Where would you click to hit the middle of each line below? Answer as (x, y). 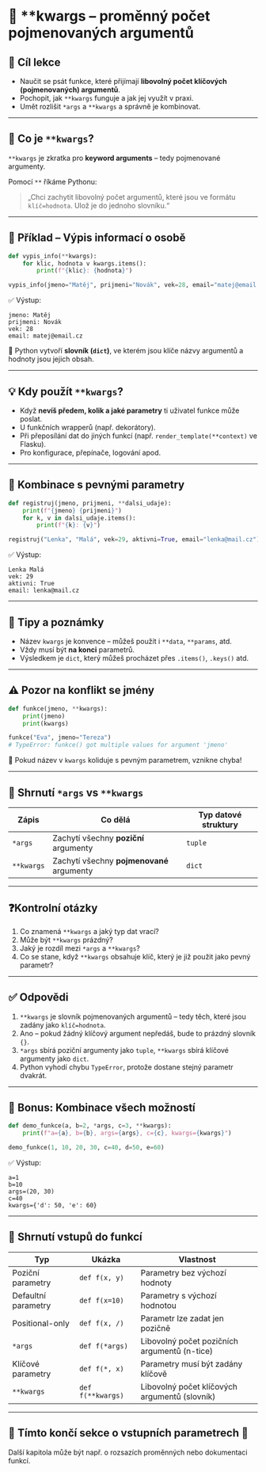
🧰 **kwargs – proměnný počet (109, 16)
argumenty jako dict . (54, 1058)
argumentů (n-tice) (177, 1351)
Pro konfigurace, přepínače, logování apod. (90, 452)
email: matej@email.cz (46, 336)
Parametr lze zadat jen (182, 1318)
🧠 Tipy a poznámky (56, 622)
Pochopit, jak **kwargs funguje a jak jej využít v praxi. (106, 98)
